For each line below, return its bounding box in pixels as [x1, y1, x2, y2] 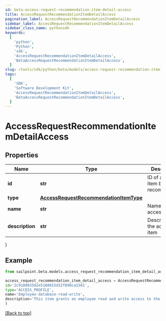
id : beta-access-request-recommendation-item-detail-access [5, 7, 132, 12]
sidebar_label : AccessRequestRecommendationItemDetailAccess [5, 21, 134, 26]
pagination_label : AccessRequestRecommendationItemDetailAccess [5, 16, 140, 21]
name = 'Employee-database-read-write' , [5, 292, 85, 297]
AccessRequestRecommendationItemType [40, 194, 143, 201]
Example [5, 256, 33, 265]
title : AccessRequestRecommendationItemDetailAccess [5, 12, 116, 17]
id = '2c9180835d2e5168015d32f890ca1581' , [5, 283, 90, 288]
